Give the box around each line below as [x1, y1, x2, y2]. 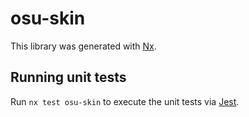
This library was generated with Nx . [10, 40, 157, 52]
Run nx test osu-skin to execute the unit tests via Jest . [10, 95, 240, 107]
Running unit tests [10, 69, 127, 86]
